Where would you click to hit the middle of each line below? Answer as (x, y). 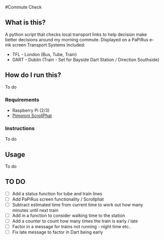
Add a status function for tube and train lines (57, 193)
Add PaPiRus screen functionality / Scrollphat (58, 199)
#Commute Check (23, 7)
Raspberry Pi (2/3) (31, 110)
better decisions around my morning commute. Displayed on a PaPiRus (77, 39)
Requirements (22, 99)
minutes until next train (35, 210)
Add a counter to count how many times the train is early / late (75, 221)
